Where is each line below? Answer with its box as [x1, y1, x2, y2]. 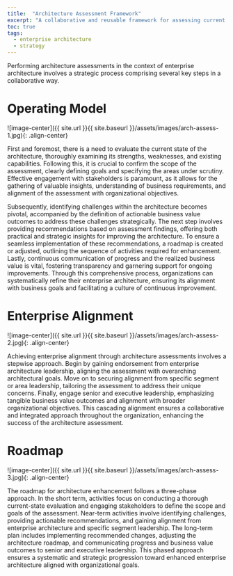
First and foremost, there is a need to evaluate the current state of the [7, 144, 207, 153]
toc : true [7, 23, 36, 30]
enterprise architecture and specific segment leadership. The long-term [7, 523, 214, 532]
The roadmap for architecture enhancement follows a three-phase [7, 486, 197, 495]
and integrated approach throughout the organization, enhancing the [7, 411, 204, 419]
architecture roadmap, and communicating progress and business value [7, 538, 214, 547]
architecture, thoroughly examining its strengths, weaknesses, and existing [7, 152, 222, 160]
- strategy [13, 42, 45, 49]
